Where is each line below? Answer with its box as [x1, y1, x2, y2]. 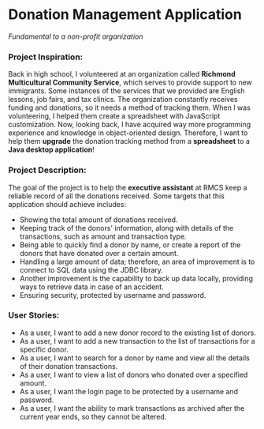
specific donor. [19, 344, 69, 354]
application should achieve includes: [8, 199, 127, 209]
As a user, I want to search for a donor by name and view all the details [19, 353, 250, 363]
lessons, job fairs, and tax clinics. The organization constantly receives [8, 95, 238, 104]
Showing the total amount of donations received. [19, 215, 178, 224]
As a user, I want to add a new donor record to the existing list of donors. [19, 328, 256, 337]
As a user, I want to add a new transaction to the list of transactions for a [19, 336, 255, 345]
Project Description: [8, 164, 87, 175]
